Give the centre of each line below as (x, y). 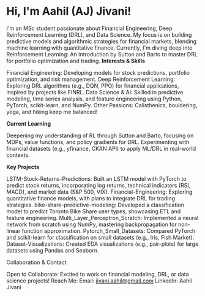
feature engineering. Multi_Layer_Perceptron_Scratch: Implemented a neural (102, 218)
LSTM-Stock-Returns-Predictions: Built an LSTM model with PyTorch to (96, 178)
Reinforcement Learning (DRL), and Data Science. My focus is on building (99, 34)
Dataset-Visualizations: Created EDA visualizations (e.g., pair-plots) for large (102, 244)
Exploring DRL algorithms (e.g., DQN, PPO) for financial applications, (93, 85)
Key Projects (23, 167)
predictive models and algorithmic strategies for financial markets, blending (102, 41)
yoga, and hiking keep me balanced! (52, 112)
